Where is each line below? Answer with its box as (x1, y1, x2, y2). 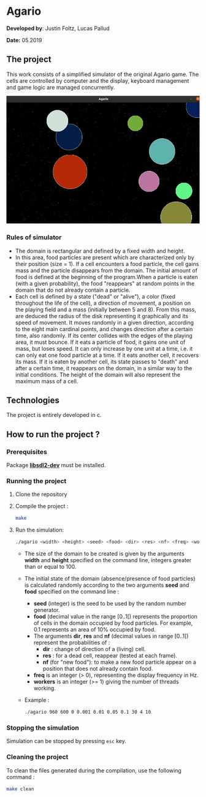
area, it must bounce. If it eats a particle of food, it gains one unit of (15, 338, 186, 346)
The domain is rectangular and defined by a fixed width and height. (15, 247, 185, 254)
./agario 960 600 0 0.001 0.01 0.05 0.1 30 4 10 (24, 709, 151, 715)
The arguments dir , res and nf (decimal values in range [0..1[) (33, 633, 189, 640)
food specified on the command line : (24, 588, 120, 595)
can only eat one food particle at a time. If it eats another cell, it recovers (15, 351, 199, 359)
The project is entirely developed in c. (6, 411, 102, 419)
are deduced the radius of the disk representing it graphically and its (15, 312, 189, 319)
